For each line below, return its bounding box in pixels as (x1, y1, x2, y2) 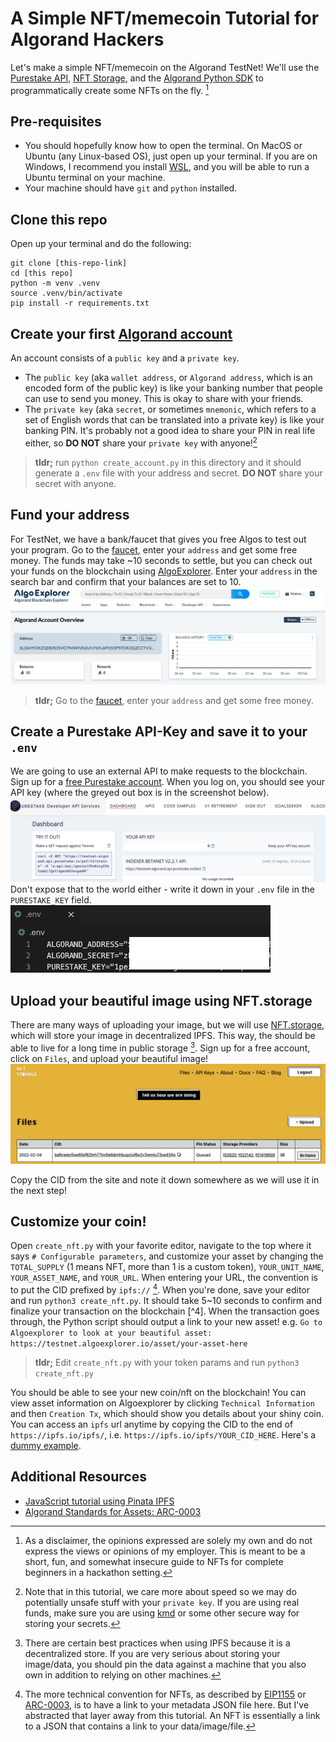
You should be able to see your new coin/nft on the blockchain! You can (10, 1387, 307, 1399)
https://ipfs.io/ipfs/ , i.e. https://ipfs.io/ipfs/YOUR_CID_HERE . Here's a (10, 1429, 317, 1441)
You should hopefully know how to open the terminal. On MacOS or (24, 140, 303, 152)
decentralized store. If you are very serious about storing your (24, 1647, 281, 1659)
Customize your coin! (10, 1213, 147, 1230)
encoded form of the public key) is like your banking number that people (24, 382, 323, 394)
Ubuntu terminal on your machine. (24, 172, 166, 184)
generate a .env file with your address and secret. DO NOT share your (34, 467, 323, 479)
